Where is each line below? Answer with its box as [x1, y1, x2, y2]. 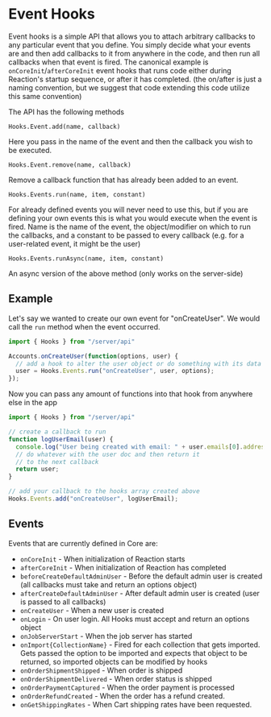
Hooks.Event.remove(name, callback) [8, 160, 131, 169]
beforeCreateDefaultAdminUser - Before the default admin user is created [19, 571, 263, 581]
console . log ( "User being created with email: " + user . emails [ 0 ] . [15, 442, 244, 451]
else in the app [8, 398, 58, 408]
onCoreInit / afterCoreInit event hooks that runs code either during [8, 65, 231, 75]
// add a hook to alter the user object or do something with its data [15, 359, 262, 367]
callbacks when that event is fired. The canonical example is [8, 57, 209, 67]
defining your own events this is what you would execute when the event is [8, 213, 258, 222]
